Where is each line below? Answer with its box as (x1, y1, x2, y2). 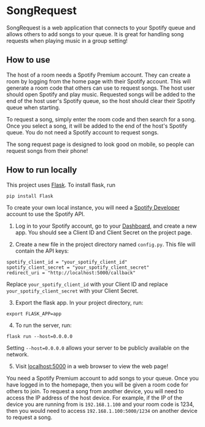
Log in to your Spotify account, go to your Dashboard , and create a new (15, 222, 197, 229)
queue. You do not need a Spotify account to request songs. (6, 128, 159, 136)
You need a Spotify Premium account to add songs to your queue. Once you (6, 374, 199, 382)
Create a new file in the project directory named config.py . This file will (15, 240, 196, 248)
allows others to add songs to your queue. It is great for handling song (6, 30, 184, 37)
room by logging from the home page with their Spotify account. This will (6, 77, 191, 85)
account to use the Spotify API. (6, 210, 85, 218)
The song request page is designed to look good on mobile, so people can (6, 140, 195, 148)
